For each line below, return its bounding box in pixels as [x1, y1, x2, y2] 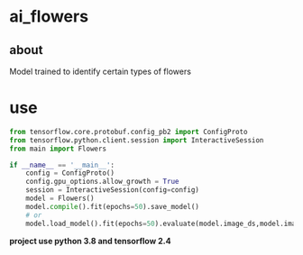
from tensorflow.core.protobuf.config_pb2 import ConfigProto [9, 127, 248, 136]
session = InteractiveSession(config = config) [25, 186, 200, 195]
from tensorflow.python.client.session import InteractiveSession [9, 135, 264, 145]
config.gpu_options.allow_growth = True [25, 178, 179, 187]
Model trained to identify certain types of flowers [9, 66, 192, 77]
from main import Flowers [9, 144, 106, 153]
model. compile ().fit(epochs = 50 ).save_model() [25, 202, 200, 211]
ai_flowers [9, 6, 88, 27]
